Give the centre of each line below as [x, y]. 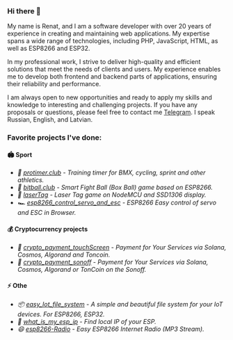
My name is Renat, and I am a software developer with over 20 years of [110, 26]
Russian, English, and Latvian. [50, 120]
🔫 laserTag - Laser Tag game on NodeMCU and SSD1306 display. [112, 195]
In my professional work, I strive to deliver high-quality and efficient [104, 62]
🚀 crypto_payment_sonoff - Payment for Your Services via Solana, [113, 262]
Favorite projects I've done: [55, 138]
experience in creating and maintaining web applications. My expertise [109, 33]
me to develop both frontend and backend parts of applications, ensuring [112, 76]
